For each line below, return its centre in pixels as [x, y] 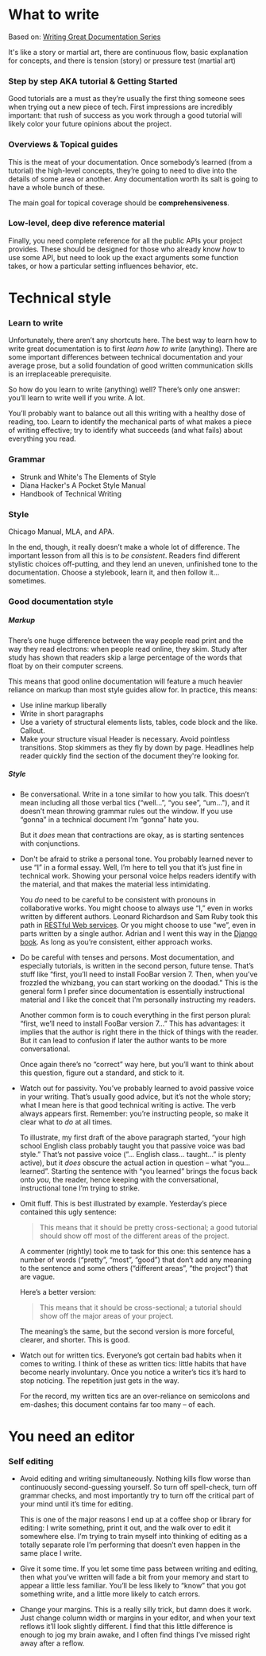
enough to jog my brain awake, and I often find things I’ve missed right [135, 1635]
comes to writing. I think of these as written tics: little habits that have [133, 1363]
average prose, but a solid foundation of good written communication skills [131, 366]
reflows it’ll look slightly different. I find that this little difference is [126, 1627]
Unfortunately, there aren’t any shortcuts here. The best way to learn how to [133, 341]
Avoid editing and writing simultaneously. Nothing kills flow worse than [135, 1479]
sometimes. [27, 581]
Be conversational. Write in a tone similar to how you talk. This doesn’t [135, 794]
